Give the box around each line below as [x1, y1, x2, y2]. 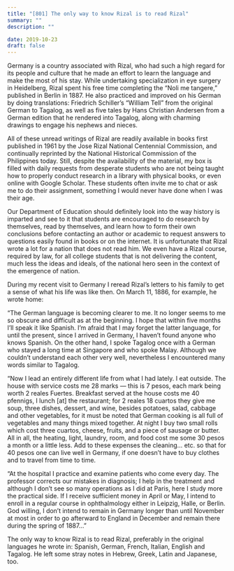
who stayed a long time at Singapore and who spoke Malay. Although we [7, 346, 217, 354]
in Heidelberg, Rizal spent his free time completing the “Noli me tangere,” [7, 84, 218, 92]
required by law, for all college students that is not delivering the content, [7, 252, 218, 261]
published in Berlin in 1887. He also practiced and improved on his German [7, 92, 221, 100]
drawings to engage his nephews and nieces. [7, 121, 138, 129]
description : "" [7, 23, 54, 30]
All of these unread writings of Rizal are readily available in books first [7, 134, 208, 143]
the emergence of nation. [7, 267, 80, 275]
